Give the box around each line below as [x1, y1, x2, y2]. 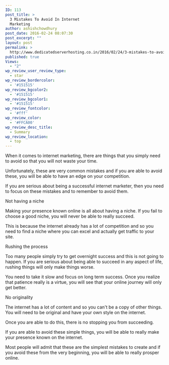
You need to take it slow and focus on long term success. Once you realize [5, 274, 160, 280]
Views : [5, 59, 19, 64]
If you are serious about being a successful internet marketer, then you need [5, 183, 164, 189]
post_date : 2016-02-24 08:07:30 [5, 31, 73, 36]
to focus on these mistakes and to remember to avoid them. [5, 188, 129, 194]
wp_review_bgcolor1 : [5, 96, 49, 101]
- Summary [10, 129, 30, 134]
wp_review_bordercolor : [5, 78, 55, 83]
